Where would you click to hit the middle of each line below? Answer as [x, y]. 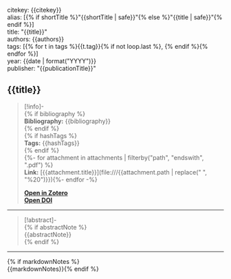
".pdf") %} [38, 165]
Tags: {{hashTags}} [52, 143]
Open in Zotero [46, 192]
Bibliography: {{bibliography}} [67, 121]
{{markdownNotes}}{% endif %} [53, 269]
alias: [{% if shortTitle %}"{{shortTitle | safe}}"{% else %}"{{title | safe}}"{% [115, 17]
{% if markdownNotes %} [44, 261]
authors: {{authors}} [35, 39]
